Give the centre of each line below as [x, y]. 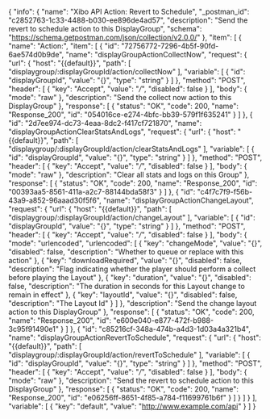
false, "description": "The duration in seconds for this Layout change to [127, 286]
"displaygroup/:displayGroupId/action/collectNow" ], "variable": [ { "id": [127, 71]
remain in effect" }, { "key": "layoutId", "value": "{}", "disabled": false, [123, 295]
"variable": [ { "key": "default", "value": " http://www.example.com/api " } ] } [132, 406]
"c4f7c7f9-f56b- [224, 192]
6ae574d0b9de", [36, 54]
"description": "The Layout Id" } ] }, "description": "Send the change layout [133, 303]
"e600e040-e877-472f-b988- [163, 321]
